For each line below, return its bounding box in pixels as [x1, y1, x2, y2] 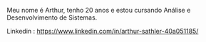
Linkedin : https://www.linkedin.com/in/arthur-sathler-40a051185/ [6, 27, 199, 35]
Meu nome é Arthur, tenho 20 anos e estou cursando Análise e [6, 6, 191, 14]
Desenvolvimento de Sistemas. [6, 13, 98, 22]
